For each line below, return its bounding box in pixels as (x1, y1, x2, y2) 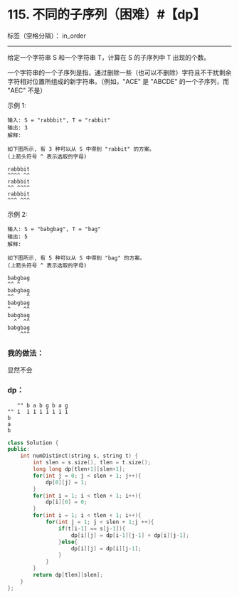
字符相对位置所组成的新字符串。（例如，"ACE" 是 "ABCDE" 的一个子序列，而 (7, 77, 230, 85)
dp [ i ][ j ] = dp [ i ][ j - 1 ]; (70, 545, 142, 552)
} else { (58, 538, 78, 545)
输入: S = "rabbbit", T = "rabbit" (7, 117, 111, 124)
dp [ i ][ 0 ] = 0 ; (45, 498, 87, 506)
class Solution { (7, 439, 59, 447)
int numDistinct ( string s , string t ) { (20, 452, 139, 459)
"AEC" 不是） (7, 86, 47, 95)
